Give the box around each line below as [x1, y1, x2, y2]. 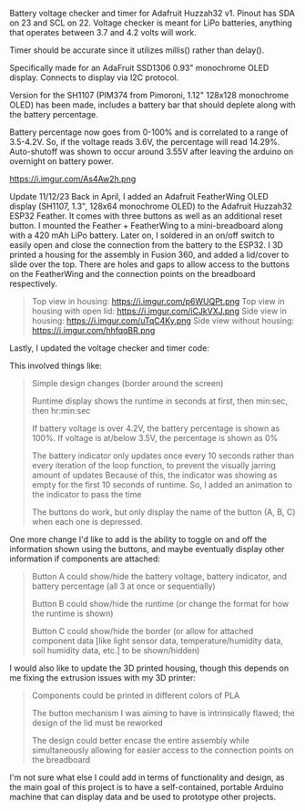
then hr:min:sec [31, 405, 91, 416]
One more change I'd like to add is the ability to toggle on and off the [9, 534, 267, 545]
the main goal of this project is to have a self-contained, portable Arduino [9, 782, 284, 792]
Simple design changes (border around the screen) [31, 378, 224, 388]
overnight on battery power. [9, 156, 114, 167]
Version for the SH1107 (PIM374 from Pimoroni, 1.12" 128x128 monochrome [9, 90, 290, 100]
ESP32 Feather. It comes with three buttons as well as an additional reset [9, 210, 283, 221]
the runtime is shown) [31, 608, 114, 619]
